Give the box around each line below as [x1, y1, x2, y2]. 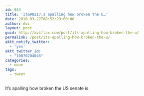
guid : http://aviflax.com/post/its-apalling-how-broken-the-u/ [5, 30, 140, 35]
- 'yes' [9, 44, 26, 49]
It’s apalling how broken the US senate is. [5, 85, 90, 91]
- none [9, 62, 23, 67]
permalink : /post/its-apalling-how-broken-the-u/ [5, 35, 111, 40]
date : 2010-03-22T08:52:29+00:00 [5, 16, 75, 21]
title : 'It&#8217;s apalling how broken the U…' [5, 12, 108, 17]
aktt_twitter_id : [5, 48, 41, 53]
